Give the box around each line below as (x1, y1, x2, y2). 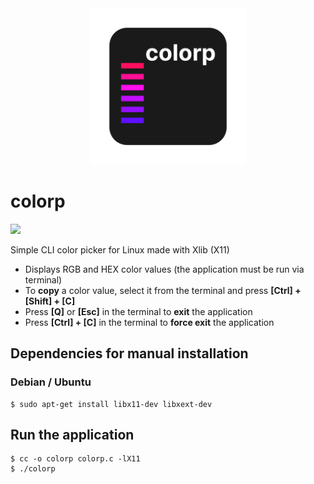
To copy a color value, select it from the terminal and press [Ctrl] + (24, 284, 302, 296)
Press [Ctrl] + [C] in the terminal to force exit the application (24, 316, 275, 328)
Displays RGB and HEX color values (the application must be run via (24, 263, 305, 275)
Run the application (10, 427, 135, 444)
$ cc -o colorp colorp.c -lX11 (10, 454, 141, 464)
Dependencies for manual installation (10, 345, 249, 362)
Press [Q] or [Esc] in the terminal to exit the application (24, 305, 253, 317)
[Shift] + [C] (24, 295, 76, 307)
